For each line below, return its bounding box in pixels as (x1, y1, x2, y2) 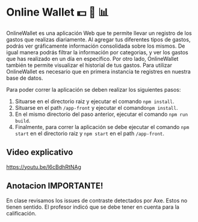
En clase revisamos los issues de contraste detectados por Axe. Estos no (6, 197, 188, 204)
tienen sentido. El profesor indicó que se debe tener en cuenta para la (6, 203, 179, 211)
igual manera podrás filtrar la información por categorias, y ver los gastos (6, 48, 188, 55)
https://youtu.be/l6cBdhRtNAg (6, 163, 81, 170)
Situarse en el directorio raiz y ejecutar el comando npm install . (14, 98, 175, 105)
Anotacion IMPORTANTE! (6, 181, 104, 191)
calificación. (6, 209, 37, 217)
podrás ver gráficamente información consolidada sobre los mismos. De (6, 42, 185, 49)
